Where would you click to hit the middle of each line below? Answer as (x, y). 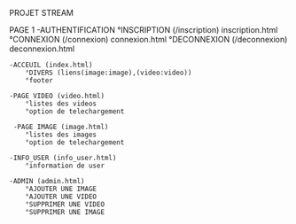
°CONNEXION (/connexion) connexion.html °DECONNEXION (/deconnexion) (148, 39)
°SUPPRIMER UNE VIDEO (65, 205)
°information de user (65, 166)
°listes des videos (61, 104)
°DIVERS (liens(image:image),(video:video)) (109, 73)
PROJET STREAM (41, 13)
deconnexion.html (42, 49)
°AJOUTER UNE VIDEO (61, 197)
